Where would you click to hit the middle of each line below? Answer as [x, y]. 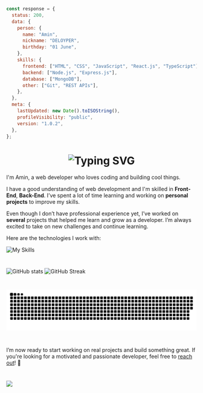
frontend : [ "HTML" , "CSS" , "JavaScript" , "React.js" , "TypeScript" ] [110, 66]
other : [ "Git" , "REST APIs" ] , [60, 85]
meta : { [21, 105]
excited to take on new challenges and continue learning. [77, 227]
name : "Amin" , [40, 34]
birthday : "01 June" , [50, 47]
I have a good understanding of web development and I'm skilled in [90, 189]
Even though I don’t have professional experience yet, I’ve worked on [92, 213]
